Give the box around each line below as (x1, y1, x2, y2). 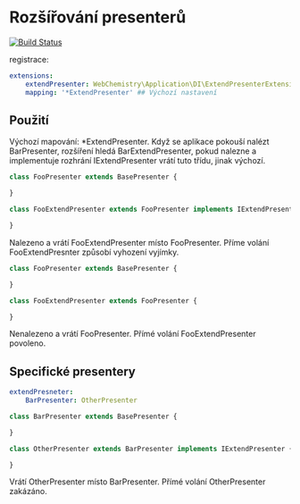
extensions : (9, 71, 54, 80)
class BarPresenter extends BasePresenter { (9, 412, 178, 421)
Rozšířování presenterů (9, 7, 187, 28)
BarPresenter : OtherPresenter (25, 396, 138, 405)
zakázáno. (9, 486, 47, 497)
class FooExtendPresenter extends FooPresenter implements (9, 205, 234, 214)
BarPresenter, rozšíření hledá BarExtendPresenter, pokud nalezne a (9, 146, 257, 156)
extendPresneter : (9, 388, 74, 397)
